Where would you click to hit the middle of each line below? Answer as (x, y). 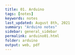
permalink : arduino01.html (32, 36)
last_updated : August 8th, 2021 (37, 23)
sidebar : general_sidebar (31, 32)
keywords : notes (21, 18)
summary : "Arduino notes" (31, 27)
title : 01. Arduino (25, 9)
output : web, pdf (22, 45)
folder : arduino (21, 41)
